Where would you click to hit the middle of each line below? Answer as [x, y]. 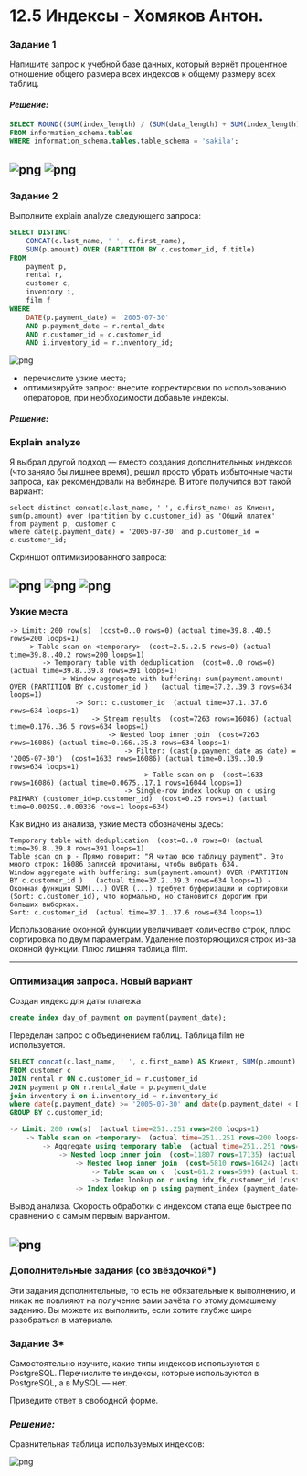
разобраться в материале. [61, 1320]
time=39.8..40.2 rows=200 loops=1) [77, 655]
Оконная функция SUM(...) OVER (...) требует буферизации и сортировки [148, 888]
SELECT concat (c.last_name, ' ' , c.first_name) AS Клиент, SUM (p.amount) [153, 1062]
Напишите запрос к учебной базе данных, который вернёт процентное [148, 64]
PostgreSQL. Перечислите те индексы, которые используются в [134, 1374]
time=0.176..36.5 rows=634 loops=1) [79, 727]
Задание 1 [33, 45]
